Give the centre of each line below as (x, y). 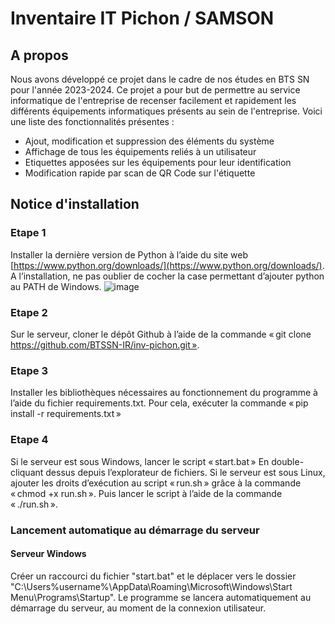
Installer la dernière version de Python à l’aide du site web (129, 254)
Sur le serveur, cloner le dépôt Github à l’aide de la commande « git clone (161, 334)
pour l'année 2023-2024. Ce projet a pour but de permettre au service (155, 90)
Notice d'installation (75, 204)
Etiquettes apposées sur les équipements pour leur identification (158, 162)
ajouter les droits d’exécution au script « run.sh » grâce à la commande (156, 483)
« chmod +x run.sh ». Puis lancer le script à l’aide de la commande (146, 493)
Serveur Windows (48, 554)
